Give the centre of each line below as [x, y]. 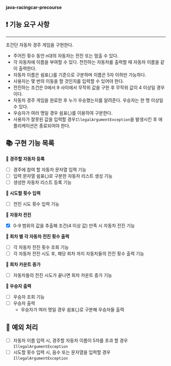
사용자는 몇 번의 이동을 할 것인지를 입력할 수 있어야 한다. [69, 81]
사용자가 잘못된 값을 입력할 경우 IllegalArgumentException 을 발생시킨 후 [85, 119]
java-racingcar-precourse [34, 7]
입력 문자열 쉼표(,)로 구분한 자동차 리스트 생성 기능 [63, 176]
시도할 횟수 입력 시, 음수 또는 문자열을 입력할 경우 [62, 352]
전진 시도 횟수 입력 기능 [36, 204]
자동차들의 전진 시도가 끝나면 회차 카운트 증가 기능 [62, 275]
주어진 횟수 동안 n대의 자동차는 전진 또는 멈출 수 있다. [66, 55]
